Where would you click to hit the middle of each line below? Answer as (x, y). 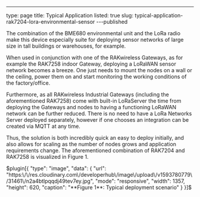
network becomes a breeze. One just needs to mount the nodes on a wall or (99, 70)
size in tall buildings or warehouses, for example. (66, 46)
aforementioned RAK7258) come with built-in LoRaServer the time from (94, 101)
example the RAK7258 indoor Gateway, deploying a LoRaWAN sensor (91, 64)
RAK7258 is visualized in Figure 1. (47, 157)
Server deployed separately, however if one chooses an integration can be (98, 120)
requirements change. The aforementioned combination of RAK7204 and (96, 150)
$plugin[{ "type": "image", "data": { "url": (56, 168)
